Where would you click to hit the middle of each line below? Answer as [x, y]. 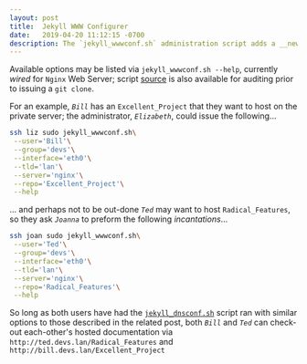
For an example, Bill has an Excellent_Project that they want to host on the [153, 107]
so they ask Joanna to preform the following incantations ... [119, 219]
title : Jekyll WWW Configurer [69, 26]
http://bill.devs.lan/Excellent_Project [88, 351]
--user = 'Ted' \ [40, 244]
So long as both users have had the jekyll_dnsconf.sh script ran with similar [153, 313]
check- [283, 322]
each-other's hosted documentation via [99, 332]
